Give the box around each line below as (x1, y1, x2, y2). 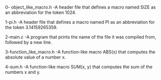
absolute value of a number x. (5, 54, 66, 60)
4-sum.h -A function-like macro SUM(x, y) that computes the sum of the (5, 64, 153, 70)
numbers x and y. (5, 69, 41, 75)
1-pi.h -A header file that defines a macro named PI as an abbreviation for (5, 19, 155, 25)
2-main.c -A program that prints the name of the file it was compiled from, (5, 34, 157, 40)
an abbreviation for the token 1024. (5, 9, 77, 15)
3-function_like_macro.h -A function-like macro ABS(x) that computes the (5, 49, 156, 55)
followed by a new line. (5, 39, 52, 45)
